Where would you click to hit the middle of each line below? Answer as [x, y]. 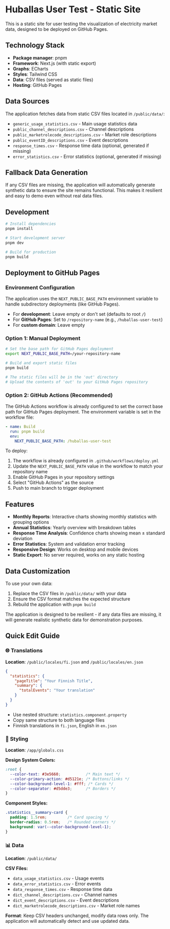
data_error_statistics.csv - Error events [57, 884]
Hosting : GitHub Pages [37, 85]
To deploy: [16, 451]
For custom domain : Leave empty [49, 325]
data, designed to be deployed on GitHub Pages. [57, 29]
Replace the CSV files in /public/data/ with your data [70, 594]
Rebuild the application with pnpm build [54, 604]
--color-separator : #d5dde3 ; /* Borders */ [63, 789]
